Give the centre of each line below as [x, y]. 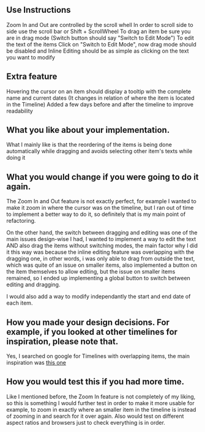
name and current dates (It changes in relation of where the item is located [100, 98]
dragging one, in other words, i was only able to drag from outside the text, [101, 259]
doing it [16, 158]
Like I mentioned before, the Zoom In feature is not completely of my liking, [101, 397]
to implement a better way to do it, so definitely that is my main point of [96, 214]
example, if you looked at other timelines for [92, 332]
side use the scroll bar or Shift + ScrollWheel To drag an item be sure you [99, 31]
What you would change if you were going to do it [102, 177]
